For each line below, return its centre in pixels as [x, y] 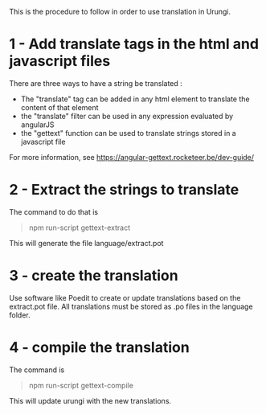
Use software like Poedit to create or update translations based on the [125, 297]
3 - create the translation [94, 276]
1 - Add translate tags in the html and [134, 44]
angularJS [37, 125]
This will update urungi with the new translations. [90, 400]
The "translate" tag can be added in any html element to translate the [135, 99]
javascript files [60, 61]
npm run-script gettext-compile [81, 385]
